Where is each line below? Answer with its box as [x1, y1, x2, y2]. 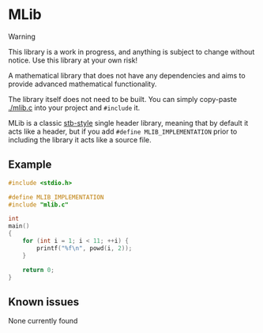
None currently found [8, 316, 78, 326]
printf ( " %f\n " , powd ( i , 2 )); [36, 244, 133, 252]
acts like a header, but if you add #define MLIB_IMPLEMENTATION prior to [8, 127, 238, 136]
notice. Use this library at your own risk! [8, 55, 138, 65]
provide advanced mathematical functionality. [8, 79, 157, 89]
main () [8, 222, 30, 230]
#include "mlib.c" [8, 200, 69, 209]
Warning [8, 32, 36, 41]
